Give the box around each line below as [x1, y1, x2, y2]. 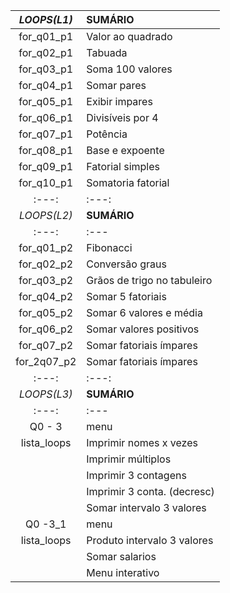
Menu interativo [86, 566, 160, 579]
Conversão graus [86, 257, 167, 271]
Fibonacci [86, 241, 133, 254]
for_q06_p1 [18, 111, 74, 124]
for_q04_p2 [18, 290, 74, 303]
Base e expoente [86, 144, 165, 157]
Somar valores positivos [86, 322, 200, 336]
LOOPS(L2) [18, 209, 73, 222]
